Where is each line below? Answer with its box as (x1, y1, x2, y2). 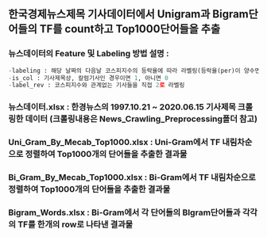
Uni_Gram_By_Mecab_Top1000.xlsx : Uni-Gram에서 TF (8, 137, 221, 148)
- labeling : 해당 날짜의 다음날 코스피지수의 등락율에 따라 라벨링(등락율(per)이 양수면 (8, 67, 261, 75)
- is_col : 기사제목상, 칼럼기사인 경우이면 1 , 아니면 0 (8, 74, 169, 82)
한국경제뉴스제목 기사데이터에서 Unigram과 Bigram (8, 7, 249, 21)
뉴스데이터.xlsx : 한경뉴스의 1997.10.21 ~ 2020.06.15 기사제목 (8, 101, 236, 113)
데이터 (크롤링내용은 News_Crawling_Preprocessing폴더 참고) (25, 113, 258, 124)
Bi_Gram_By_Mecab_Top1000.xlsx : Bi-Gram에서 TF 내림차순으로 (8, 172, 257, 183)
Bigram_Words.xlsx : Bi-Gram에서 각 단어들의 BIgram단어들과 (8, 207, 241, 218)
